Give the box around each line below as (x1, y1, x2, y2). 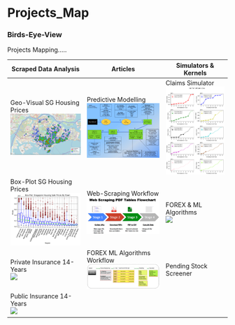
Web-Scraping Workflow (86, 189, 159, 198)
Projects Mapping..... (7, 45, 67, 54)
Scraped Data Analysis (11, 65, 80, 73)
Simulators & (176, 61, 215, 69)
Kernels (183, 68, 207, 77)
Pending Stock (165, 262, 208, 270)
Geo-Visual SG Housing (10, 99, 80, 107)
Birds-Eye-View (7, 30, 62, 40)
